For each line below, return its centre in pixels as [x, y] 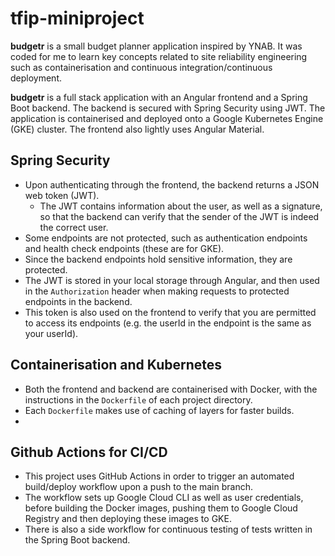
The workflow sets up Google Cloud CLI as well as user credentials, [164, 498]
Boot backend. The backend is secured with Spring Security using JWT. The [168, 108]
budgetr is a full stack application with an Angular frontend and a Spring [159, 97]
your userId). [51, 333]
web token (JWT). [62, 195]
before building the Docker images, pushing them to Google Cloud [161, 508]
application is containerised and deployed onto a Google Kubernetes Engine [167, 118]
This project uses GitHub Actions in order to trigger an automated [159, 476]
